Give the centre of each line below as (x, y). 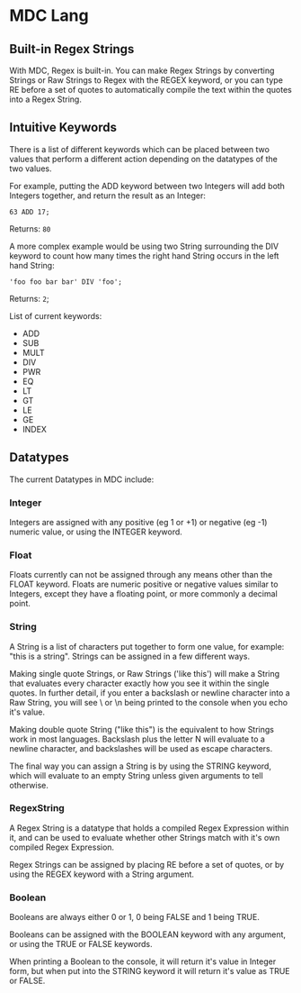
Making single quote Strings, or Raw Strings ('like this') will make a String (145, 673)
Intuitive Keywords (63, 128)
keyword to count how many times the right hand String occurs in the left (144, 255)
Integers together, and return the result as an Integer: (108, 196)
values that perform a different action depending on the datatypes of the (144, 159)
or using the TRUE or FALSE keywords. (81, 944)
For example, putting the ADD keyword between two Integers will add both (147, 186)
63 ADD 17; (30, 212)
